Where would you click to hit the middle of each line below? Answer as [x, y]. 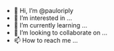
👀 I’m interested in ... [43, 18]
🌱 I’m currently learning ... [50, 25]
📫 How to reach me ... [46, 40]
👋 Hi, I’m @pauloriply [44, 11]
